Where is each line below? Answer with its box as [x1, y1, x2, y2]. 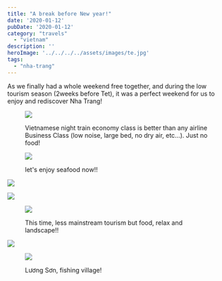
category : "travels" [7, 30, 68, 37]
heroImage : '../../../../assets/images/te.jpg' [7, 50, 150, 57]
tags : [7, 56, 23, 63]
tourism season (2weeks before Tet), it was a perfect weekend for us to [7, 89, 215, 98]
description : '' [7, 43, 55, 50]
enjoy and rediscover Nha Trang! [7, 96, 102, 105]
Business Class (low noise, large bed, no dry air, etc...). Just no [25, 131, 208, 139]
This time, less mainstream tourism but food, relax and [25, 218, 183, 227]
